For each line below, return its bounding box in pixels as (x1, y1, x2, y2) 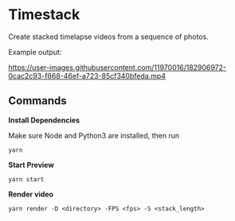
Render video (8, 189, 54, 199)
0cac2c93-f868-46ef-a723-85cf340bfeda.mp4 (8, 71, 166, 80)
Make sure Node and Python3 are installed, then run (8, 130, 180, 140)
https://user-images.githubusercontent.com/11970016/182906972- (8, 62, 227, 72)
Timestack (8, 6, 80, 24)
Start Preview (8, 160, 54, 169)
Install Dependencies (8, 115, 80, 125)
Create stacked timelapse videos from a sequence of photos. (8, 32, 209, 41)
